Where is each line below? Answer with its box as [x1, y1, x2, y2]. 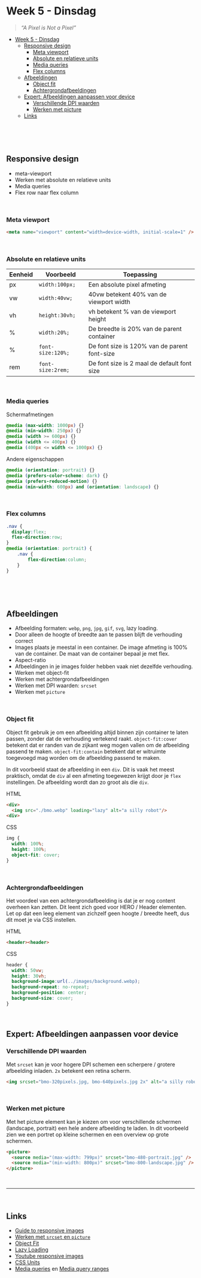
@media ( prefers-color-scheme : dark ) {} [6, 473, 109, 479]
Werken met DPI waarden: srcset [14, 682, 98, 689]
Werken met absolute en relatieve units [14, 176, 111, 184]
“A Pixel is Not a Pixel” [20, 24, 77, 31]
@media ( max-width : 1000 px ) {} [6, 422, 84, 428]
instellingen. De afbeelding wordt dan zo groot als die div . [6, 778, 149, 786]
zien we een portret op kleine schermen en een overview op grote [6, 1130, 169, 1138]
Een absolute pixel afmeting [88, 281, 166, 289]
